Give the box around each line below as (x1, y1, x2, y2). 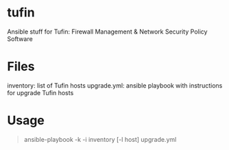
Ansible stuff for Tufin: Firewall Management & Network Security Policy (7, 27, 208, 36)
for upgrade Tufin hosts (7, 88, 74, 97)
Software (7, 34, 33, 42)
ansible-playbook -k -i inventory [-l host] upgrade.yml (23, 135, 177, 143)
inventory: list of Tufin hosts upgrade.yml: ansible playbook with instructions (7, 81, 223, 90)
